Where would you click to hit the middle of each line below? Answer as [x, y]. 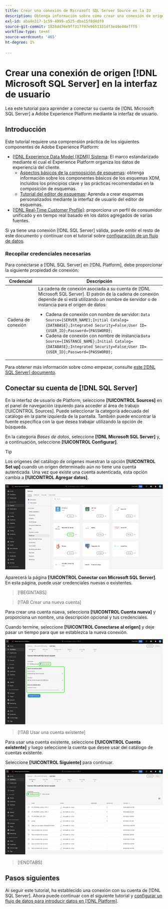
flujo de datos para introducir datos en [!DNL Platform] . [62, 901]
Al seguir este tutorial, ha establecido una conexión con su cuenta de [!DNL [83, 890]
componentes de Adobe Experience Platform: [52, 147]
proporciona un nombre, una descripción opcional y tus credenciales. [77, 617]
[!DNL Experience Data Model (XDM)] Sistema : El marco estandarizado [85, 157]
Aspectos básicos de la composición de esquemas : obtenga [82, 173]
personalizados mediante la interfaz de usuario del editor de [82, 199]
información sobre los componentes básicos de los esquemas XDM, [90, 178]
